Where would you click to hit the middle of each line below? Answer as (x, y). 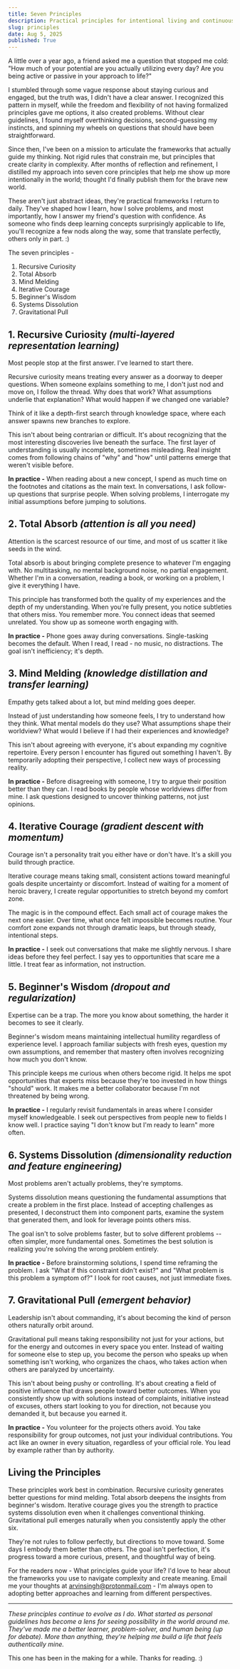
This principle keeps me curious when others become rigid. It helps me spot (120, 1073)
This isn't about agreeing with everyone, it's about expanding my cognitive (118, 745)
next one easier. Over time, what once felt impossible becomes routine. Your (120, 920)
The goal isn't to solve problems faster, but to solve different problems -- (115, 1234)
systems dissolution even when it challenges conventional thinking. (107, 1512)
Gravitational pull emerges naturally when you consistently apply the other (117, 1520)
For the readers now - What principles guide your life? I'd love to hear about (119, 1570)
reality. (18, 767)
